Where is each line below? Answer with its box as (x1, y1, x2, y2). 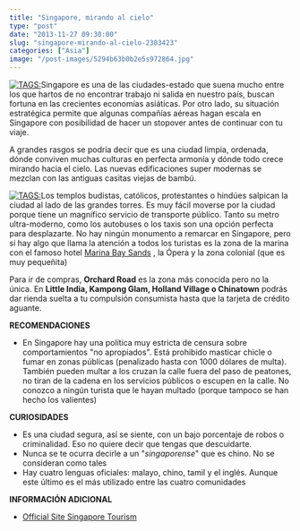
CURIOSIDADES (9, 412, 69, 422)
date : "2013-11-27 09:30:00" (9, 30, 118, 39)
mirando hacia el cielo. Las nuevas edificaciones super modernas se (9, 163, 262, 174)
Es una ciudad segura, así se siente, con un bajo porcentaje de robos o (21, 429, 285, 440)
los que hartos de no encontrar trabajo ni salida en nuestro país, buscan (9, 89, 275, 99)
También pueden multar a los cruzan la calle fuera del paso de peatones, (21, 366, 292, 376)
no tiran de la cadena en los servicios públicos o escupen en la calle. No (21, 375, 289, 386)
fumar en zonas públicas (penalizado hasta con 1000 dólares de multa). (21, 356, 287, 367)
